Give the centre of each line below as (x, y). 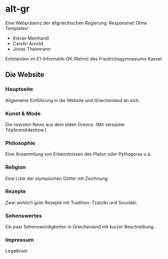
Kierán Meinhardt (31, 38)
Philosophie (20, 143)
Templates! (17, 28)
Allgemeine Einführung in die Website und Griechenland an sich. (73, 100)
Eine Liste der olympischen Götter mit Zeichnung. (57, 178)
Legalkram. (17, 251)
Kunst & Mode (23, 113)
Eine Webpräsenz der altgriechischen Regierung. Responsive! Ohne (76, 23)
